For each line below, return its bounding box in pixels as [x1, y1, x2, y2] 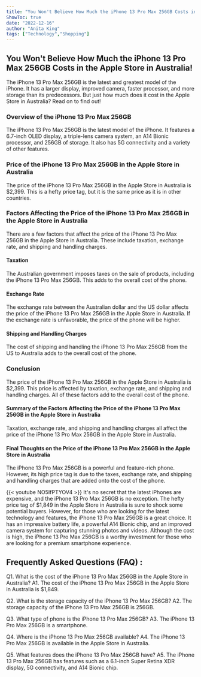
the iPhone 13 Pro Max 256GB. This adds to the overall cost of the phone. [6, 276, 187, 284]
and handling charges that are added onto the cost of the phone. [6, 477, 166, 485]
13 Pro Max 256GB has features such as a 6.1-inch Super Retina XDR [6, 657, 175, 664]
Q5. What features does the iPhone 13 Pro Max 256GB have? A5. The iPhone [6, 651, 195, 658]
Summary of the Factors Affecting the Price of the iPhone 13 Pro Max [6, 405, 181, 412]
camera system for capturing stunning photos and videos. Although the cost [6, 527, 194, 534]
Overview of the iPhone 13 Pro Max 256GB [6, 112, 132, 121]
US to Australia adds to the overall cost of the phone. [6, 350, 137, 357]
